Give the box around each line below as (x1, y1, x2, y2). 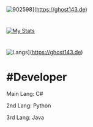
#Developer (6, 70, 67, 84)
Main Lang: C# (6, 90, 43, 98)
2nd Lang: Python (6, 102, 51, 109)
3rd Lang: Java (6, 114, 45, 122)
